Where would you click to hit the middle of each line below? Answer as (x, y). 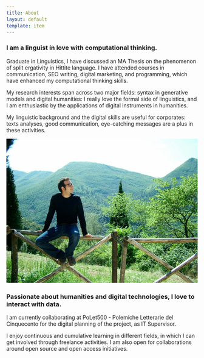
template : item (25, 26)
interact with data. (34, 304)
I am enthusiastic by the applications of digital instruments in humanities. (97, 105)
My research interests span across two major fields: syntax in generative (97, 92)
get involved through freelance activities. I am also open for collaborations (99, 342)
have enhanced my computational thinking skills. (67, 81)
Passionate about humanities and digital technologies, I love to (100, 296)
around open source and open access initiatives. (67, 348)
